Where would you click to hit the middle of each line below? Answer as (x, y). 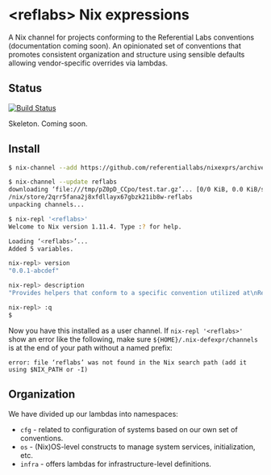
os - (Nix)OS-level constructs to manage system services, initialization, (138, 447)
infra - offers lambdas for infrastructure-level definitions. (116, 464)
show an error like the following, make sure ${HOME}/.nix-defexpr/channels (133, 339)
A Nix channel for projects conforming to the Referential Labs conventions (131, 37)
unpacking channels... (46, 205)
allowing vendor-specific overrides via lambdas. (88, 63)
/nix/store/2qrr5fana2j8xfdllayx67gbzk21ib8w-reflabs (101, 197)
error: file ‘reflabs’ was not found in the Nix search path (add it (128, 362)
